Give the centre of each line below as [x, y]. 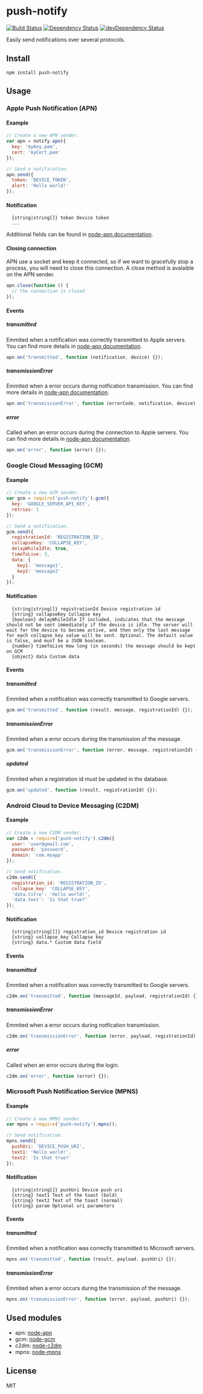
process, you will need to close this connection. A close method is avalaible [100, 268]
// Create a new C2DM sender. [44, 833]
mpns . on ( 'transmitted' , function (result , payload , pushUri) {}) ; [92, 1259]
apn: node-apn [34, 1332]
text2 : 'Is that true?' [41, 1158]
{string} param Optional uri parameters [63, 1206]
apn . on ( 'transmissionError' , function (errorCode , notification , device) [101, 403]
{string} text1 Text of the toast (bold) [65, 1195]
